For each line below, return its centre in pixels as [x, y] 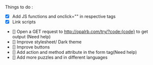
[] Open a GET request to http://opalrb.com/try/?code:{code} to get [80, 32]
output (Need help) [31, 37]
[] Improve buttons [31, 47]
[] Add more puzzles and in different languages [60, 57]
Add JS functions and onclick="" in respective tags [64, 16]
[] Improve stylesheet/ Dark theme [47, 42]
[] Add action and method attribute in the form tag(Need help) [75, 52]
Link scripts [24, 22]
